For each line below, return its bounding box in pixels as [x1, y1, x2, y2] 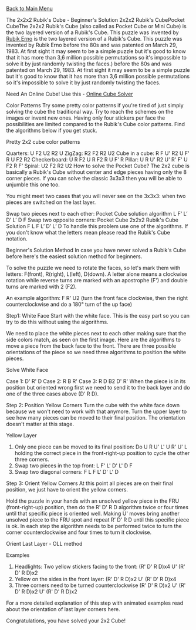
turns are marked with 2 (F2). [6, 283, 77, 290]
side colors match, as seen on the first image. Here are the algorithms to [6, 336, 181, 343]
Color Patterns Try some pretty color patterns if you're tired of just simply [6, 102, 184, 108]
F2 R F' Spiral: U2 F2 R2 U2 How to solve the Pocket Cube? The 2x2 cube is [6, 162, 190, 169]
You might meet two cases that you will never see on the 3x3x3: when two [6, 193, 186, 199]
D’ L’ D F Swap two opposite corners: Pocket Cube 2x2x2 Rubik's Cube [6, 216, 179, 223]
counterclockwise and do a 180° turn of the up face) [6, 301, 132, 308]
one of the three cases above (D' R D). [6, 390, 99, 397]
